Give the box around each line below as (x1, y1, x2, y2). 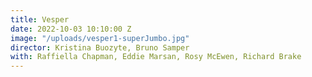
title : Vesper (10, 14, 70, 25)
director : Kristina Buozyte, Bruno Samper (10, 42, 190, 53)
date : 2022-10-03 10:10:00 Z (10, 24, 132, 34)
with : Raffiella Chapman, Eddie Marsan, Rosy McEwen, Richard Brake (10, 52, 302, 62)
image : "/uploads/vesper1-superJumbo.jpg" (10, 33, 190, 43)
